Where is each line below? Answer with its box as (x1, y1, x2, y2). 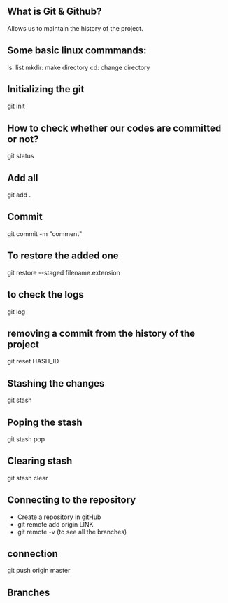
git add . (7, 190, 31, 199)
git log (7, 307, 26, 316)
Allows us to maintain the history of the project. (7, 24, 143, 32)
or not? (7, 133, 39, 145)
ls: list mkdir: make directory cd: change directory (7, 63, 150, 71)
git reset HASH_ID (7, 357, 59, 366)
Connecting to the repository (7, 494, 136, 506)
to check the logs (7, 289, 84, 300)
